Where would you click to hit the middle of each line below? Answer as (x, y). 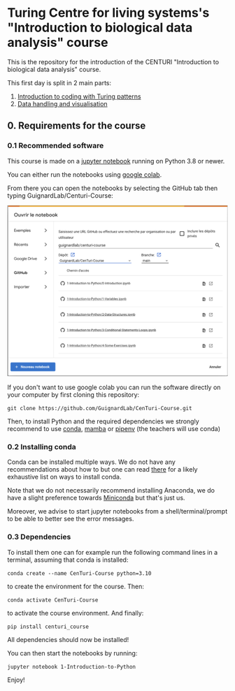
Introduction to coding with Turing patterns (79, 96)
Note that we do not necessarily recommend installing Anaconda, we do (111, 490)
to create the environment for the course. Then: (76, 586)
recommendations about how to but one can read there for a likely (102, 470)
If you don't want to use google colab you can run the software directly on (114, 387)
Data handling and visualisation (62, 103)
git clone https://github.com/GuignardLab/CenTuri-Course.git (100, 408)
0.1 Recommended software (56, 146)
